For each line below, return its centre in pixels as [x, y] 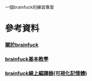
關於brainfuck [22, 45]
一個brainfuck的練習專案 [30, 7]
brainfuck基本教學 [27, 59]
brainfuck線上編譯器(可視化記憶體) [46, 73]
